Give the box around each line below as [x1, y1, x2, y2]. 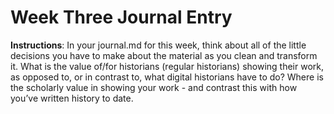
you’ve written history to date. [10, 92, 134, 104]
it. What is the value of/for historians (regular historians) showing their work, [10, 60, 325, 72]
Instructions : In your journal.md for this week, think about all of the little [10, 39, 307, 51]
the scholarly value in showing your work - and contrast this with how [10, 81, 298, 93]
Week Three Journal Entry [10, 6, 233, 29]
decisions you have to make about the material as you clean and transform [10, 49, 318, 61]
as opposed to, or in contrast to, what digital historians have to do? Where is [10, 71, 324, 83]
